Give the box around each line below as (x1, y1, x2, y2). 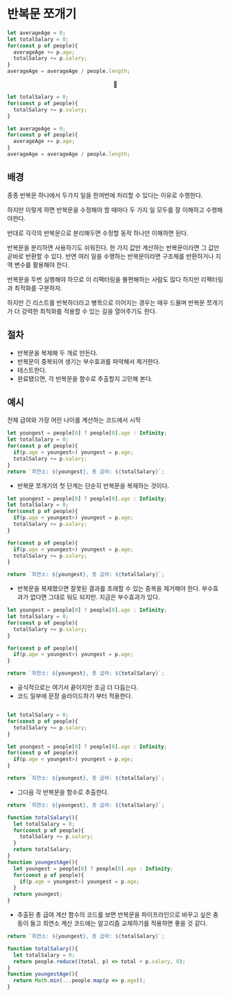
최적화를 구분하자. (14, 283, 62, 292)
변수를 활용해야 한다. (14, 261, 70, 269)
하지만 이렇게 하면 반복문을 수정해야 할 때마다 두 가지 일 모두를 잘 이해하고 (7, 206, 205, 214)
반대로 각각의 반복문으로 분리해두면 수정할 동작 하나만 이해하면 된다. (7, 228, 189, 237)
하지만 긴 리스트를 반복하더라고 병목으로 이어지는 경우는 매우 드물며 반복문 (7, 298, 205, 307)
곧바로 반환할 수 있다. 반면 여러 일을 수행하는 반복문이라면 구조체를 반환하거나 (7, 252, 214, 260)
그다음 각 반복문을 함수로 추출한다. (16, 788, 109, 796)
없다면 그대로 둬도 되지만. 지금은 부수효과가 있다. (30, 593, 160, 602)
